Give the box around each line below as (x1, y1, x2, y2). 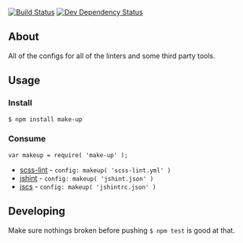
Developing (8, 204, 65, 218)
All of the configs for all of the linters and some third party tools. (8, 51, 216, 61)
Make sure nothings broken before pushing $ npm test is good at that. (8, 225, 236, 235)
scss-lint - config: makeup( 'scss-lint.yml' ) (19, 165, 171, 175)
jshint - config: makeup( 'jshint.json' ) (19, 173, 154, 182)
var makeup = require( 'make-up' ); (8, 151, 128, 159)
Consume (8, 134, 46, 145)
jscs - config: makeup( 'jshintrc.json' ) (19, 182, 156, 191)
